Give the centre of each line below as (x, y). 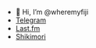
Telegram (31, 20)
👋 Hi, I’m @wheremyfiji (52, 12)
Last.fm (28, 28)
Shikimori (30, 36)
